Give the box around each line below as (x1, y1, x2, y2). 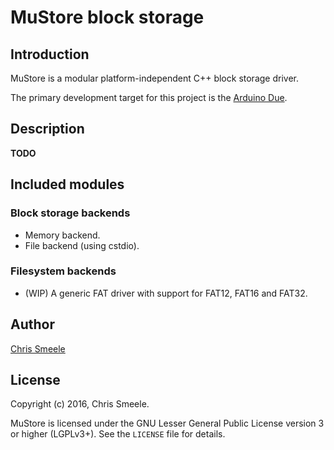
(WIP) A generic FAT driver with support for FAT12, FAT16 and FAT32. (24, 287, 308, 299)
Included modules (10, 176, 125, 193)
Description (10, 121, 85, 138)
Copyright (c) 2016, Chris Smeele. (10, 398, 150, 410)
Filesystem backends (10, 264, 117, 278)
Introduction (10, 46, 90, 63)
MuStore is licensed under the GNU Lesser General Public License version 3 (10, 417, 325, 430)
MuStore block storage (10, 6, 205, 29)
